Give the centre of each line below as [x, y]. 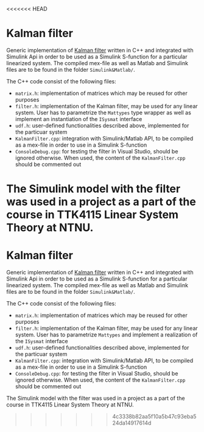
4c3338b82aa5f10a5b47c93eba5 [154, 417]
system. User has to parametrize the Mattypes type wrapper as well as [103, 113]
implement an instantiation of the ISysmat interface [79, 119]
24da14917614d [132, 423]
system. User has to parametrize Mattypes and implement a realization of [106, 335]
